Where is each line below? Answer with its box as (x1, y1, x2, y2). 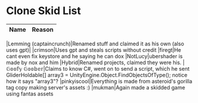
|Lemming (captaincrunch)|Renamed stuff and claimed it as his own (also (6, 40, 184, 47)
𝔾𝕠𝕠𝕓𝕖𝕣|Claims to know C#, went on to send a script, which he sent (23, 65, 190, 72)
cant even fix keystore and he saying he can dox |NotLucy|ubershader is (6, 52, 183, 59)
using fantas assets (6, 90, 54, 97)
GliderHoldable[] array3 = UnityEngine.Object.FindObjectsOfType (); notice (6, 71, 188, 78)
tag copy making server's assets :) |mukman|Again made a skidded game (6, 84, 186, 91)
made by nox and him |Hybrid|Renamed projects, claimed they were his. (6, 59, 182, 66)
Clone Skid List (6, 4, 82, 18)
